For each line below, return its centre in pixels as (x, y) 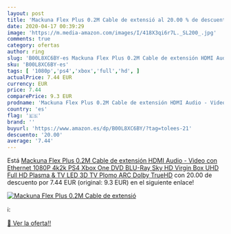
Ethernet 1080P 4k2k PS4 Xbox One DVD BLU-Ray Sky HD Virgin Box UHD (113, 168)
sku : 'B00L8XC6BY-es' (38, 65)
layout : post (26, 13)
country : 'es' (27, 109)
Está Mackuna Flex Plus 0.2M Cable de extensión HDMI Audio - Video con (112, 161)
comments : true (29, 39)
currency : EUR (27, 84)
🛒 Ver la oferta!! (29, 223)
